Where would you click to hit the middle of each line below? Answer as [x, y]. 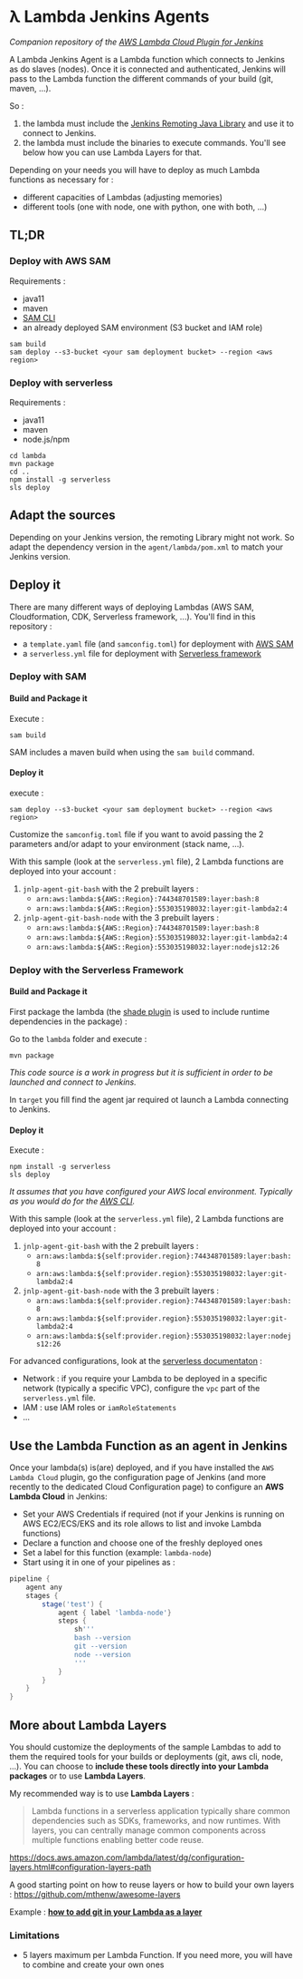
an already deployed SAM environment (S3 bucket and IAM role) [142, 327]
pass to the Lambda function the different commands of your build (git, [142, 78]
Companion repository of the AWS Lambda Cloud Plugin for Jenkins [137, 42]
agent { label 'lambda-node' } [114, 1613]
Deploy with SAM [48, 677]
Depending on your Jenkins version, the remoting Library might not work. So [152, 537]
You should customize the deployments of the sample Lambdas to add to [146, 1747]
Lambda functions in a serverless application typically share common [161, 1810]
